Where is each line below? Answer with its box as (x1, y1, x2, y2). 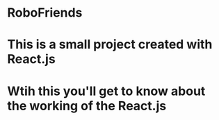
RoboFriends (7, 5, 83, 21)
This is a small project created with (7, 37, 213, 53)
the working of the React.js (7, 98, 167, 114)
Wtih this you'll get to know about (7, 83, 206, 98)
